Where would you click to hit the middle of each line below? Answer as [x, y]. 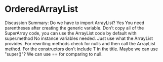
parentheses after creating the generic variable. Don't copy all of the [74, 28]
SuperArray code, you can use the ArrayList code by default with [71, 33]
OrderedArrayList [41, 9]
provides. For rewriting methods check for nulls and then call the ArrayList [80, 43]
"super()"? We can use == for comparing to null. [54, 54]
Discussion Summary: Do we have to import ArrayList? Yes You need [75, 23]
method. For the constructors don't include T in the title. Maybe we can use [81, 49]
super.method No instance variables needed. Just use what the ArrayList [79, 38]
